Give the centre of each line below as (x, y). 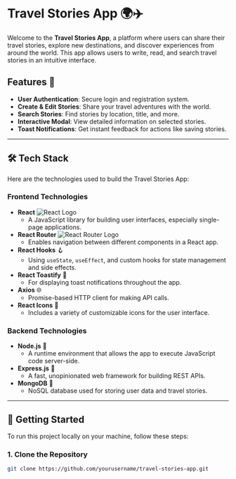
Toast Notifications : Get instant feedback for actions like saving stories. (122, 129)
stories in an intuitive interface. (52, 60)
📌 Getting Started (46, 419)
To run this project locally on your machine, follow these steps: (98, 436)
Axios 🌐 (29, 290)
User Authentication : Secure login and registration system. (103, 99)
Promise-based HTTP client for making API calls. (99, 297)
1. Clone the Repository (47, 454)
